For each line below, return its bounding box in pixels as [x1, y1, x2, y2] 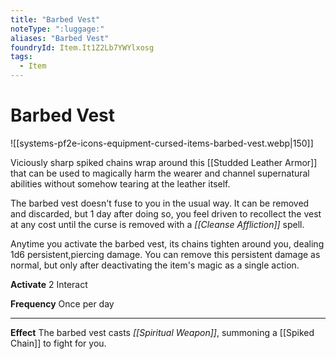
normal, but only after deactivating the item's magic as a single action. [10, 259, 300, 271]
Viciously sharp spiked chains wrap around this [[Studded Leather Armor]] [10, 156, 318, 168]
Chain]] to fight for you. [10, 337, 107, 349]
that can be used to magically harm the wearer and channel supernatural [10, 167, 310, 179]
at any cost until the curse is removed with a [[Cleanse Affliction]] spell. [10, 218, 305, 230]
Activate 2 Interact [10, 278, 88, 290]
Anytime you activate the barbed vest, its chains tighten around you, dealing [10, 237, 325, 250]
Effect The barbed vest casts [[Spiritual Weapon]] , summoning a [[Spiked [10, 326, 315, 338]
